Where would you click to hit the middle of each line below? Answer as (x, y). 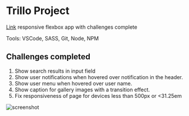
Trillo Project (38, 11)
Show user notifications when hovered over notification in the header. (99, 77)
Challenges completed (48, 57)
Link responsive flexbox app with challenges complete (72, 27)
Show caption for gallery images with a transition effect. (82, 90)
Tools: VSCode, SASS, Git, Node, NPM (53, 38)
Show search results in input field (55, 71)
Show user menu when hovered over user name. (73, 83)
